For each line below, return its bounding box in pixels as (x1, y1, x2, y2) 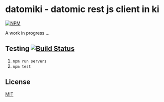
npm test (12, 64, 31, 69)
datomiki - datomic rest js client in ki (5, 4, 159, 15)
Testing (5, 44, 30, 53)
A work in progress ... (5, 30, 50, 36)
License (5, 78, 31, 86)
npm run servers (12, 59, 47, 64)
